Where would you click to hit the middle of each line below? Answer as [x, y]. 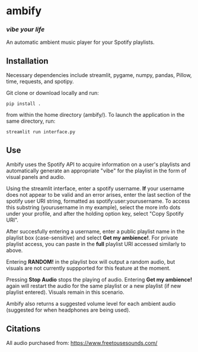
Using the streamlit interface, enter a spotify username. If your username [95, 188]
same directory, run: [31, 121]
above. [15, 251]
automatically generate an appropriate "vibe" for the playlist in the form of [96, 171]
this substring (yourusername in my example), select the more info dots [93, 207]
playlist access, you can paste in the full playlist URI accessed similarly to [96, 244]
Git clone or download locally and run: [52, 93]
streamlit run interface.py [41, 132]
